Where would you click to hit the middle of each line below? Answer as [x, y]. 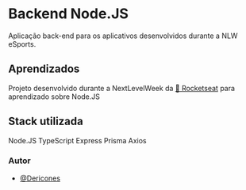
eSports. [22, 44]
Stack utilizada [46, 122]
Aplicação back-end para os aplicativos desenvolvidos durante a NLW [123, 36]
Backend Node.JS [69, 14]
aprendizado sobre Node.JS [54, 97]
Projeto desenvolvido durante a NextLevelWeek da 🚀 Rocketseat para [122, 88]
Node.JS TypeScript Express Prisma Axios [77, 140]
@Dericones [40, 178]
